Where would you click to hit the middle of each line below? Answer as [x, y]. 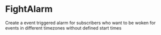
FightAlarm [29, 9]
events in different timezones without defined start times [63, 28]
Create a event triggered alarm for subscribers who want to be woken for [80, 23]
